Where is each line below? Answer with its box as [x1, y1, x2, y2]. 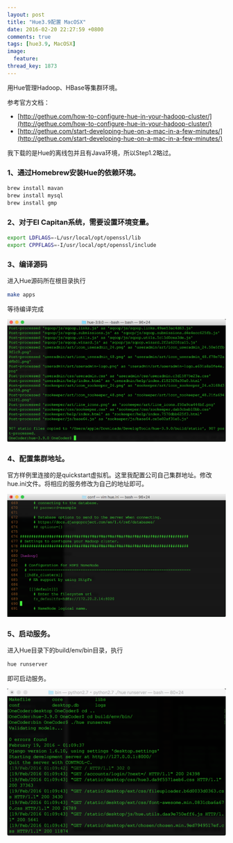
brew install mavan [7, 185, 64, 192]
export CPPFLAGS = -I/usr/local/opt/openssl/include [7, 241, 157, 248]
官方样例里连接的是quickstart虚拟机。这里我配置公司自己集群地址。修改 [7, 471, 212, 479]
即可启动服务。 [7, 674, 50, 682]
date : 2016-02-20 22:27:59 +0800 [7, 26, 104, 33]
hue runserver [7, 661, 49, 668]
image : [7, 48, 26, 55]
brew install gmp [7, 199, 58, 207]
